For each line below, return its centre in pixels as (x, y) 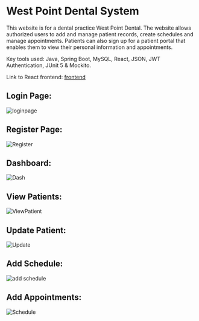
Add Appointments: (44, 297)
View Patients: (34, 197)
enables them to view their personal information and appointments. (90, 47)
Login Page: (29, 96)
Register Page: (34, 130)
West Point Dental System (73, 11)
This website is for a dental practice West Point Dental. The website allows (99, 28)
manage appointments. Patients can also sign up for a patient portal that (96, 41)
